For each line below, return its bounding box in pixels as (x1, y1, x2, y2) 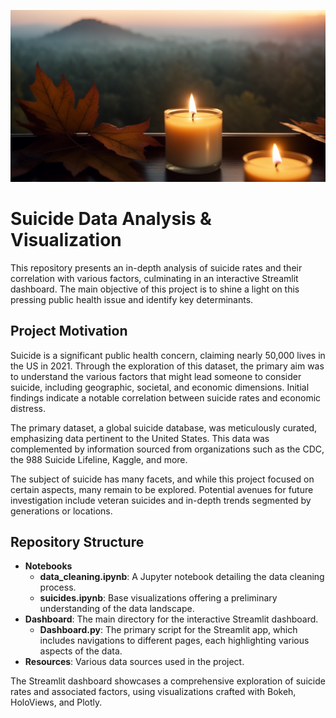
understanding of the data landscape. (39, 603, 195, 615)
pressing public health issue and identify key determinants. (10, 293, 254, 305)
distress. (10, 402, 46, 414)
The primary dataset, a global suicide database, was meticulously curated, (10, 421, 318, 434)
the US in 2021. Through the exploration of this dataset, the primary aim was (10, 360, 325, 372)
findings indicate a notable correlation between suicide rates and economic (10, 391, 322, 404)
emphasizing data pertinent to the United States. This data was (10, 432, 270, 444)
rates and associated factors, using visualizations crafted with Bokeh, (10, 686, 297, 698)
